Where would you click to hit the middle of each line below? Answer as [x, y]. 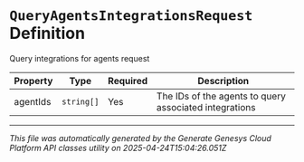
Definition [47, 33]
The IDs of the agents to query [222, 96]
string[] [81, 101]
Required [128, 81]
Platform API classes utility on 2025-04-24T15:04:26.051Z [118, 148]
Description [223, 81]
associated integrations [206, 107]
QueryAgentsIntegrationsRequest [131, 16]
